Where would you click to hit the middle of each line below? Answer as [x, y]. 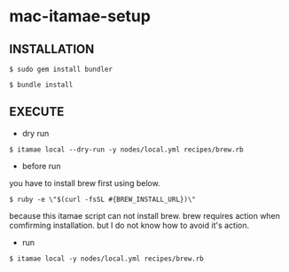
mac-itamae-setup [80, 16]
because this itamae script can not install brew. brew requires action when [145, 215]
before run [41, 166]
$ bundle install [41, 85]
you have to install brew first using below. [85, 183]
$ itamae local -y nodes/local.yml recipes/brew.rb [106, 259]
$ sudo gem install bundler [61, 69]
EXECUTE [37, 112]
